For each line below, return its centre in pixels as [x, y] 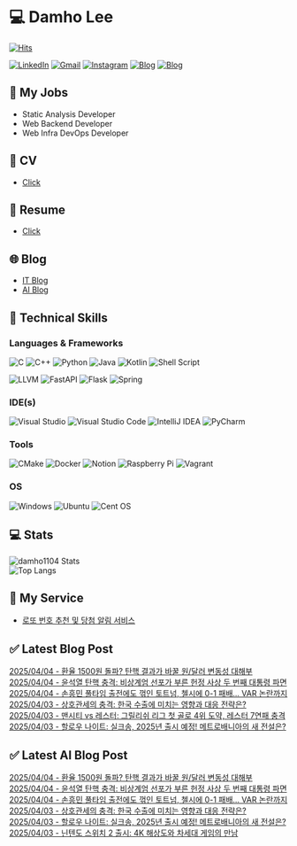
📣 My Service [46, 598]
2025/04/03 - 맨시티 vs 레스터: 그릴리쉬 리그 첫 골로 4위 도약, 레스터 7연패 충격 [147, 716]
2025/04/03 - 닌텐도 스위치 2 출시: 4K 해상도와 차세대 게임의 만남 [124, 833]
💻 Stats [31, 536]
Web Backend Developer [67, 123]
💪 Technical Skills [59, 318]
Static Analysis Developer [69, 114]
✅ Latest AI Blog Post [69, 755]
